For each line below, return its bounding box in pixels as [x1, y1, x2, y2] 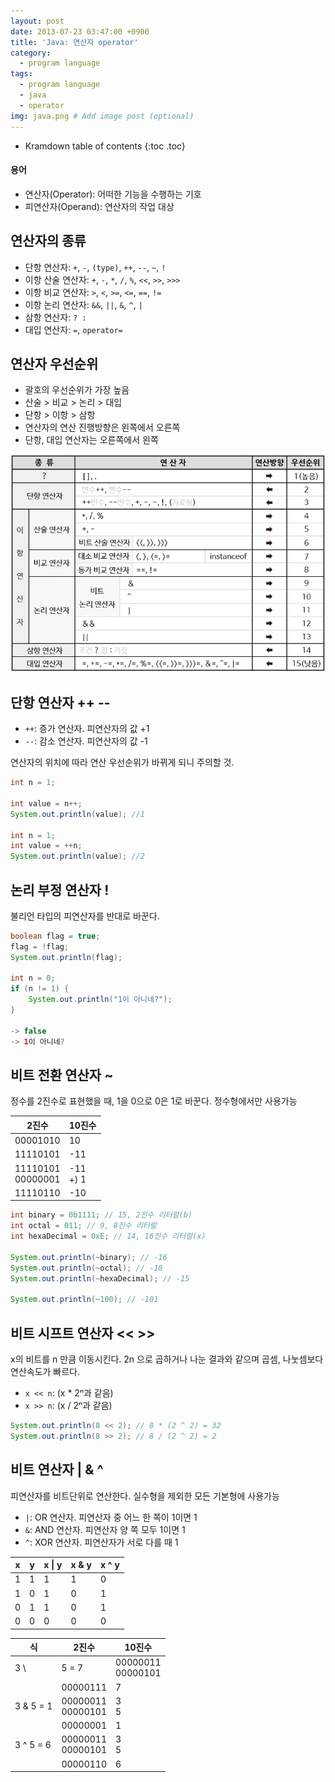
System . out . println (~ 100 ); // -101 [10, 1295, 159, 1305]
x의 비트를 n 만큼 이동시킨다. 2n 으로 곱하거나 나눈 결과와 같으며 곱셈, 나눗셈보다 [10, 1353, 324, 1365]
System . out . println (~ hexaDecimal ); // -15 [10, 1273, 190, 1284]
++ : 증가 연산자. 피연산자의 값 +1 [24, 723, 150, 735]
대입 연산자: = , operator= [24, 323, 123, 335]
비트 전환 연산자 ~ [10, 1067, 114, 1084]
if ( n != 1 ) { [10, 984, 70, 994]
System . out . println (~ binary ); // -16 [10, 1252, 168, 1262]
